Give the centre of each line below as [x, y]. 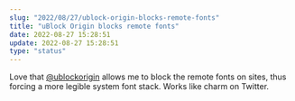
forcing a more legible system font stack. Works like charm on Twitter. [139, 87]
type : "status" [38, 51]
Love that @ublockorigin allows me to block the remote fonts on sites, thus [148, 77]
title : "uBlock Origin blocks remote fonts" [94, 26]
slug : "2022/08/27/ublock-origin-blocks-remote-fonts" [115, 18]
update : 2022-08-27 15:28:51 [64, 43]
